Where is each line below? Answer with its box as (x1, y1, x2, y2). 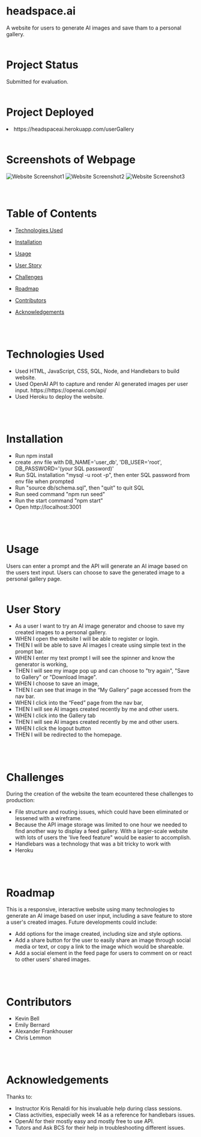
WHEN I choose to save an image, (14, 680, 100, 687)
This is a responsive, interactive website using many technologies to (6, 906, 175, 913)
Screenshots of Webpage (6, 153, 136, 166)
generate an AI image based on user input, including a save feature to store (6, 912, 193, 920)
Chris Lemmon (14, 1034, 52, 1041)
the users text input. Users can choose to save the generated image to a (6, 568, 185, 576)
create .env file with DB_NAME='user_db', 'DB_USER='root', (14, 458, 162, 466)
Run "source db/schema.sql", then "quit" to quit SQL (14, 484, 145, 491)
